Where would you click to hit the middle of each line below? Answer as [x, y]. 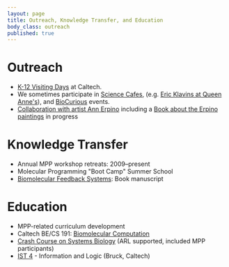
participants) [35, 249]
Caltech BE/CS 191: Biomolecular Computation [83, 234]
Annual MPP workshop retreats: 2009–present [84, 164]
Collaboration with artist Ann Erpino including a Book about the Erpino [117, 109]
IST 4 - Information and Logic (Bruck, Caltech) [84, 256]
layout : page [26, 14]
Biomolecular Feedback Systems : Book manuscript [90, 179]
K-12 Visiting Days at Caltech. [60, 87]
